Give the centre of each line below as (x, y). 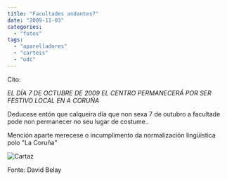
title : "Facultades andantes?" (53, 14)
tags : (15, 40)
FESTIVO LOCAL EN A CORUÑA (53, 100)
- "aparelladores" (41, 46)
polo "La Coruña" (32, 142)
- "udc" (25, 60)
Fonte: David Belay (34, 170)
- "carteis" (31, 53)
